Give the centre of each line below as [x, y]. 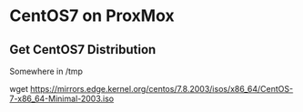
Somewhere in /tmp [46, 71]
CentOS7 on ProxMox [92, 16]
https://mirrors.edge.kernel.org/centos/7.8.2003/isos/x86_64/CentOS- [162, 89]
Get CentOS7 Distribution [83, 50]
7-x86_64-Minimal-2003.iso [62, 98]
